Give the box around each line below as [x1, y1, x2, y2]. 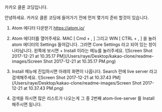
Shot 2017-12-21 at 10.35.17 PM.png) [43, 58, 116, 64]
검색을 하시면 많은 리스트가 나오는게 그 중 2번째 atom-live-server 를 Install [11, 95, 155, 101]
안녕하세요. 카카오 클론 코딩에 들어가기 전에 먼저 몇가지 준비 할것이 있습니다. [4, 15, 149, 21]
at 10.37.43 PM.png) [23, 85, 64, 91]
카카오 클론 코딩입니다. [4, 4, 48, 10]
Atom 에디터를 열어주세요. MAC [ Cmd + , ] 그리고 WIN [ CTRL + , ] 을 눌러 [11, 36, 157, 41]
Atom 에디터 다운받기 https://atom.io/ [11, 25, 85, 31]
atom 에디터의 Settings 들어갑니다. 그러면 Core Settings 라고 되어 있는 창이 [11, 42, 157, 47]
